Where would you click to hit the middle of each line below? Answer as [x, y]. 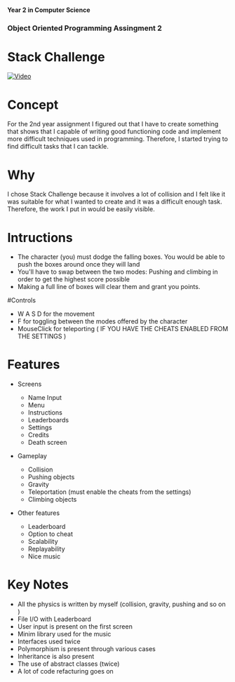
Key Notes [38, 585]
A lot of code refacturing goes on [65, 671]
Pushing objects [51, 477]
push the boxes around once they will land [79, 265]
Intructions [40, 238]
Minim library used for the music [64, 634]
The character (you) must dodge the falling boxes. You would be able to [121, 257]
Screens [29, 384]
